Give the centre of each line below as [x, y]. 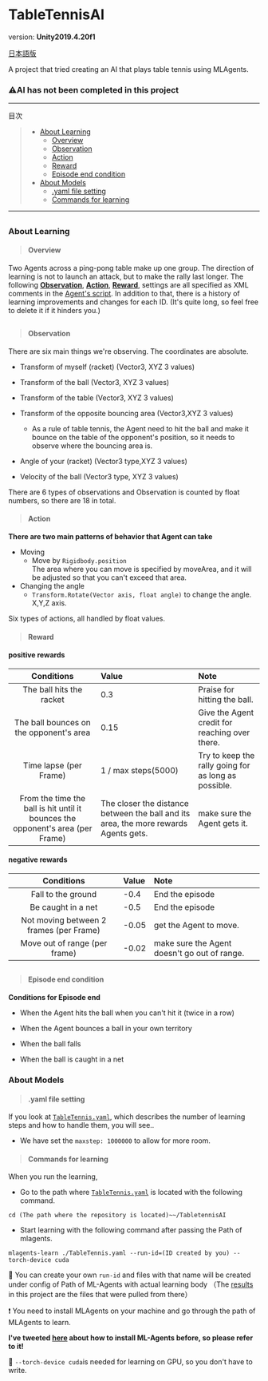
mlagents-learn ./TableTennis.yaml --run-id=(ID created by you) [119, 1253]
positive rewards [37, 655]
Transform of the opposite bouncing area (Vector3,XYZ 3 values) [126, 413]
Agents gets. [124, 833]
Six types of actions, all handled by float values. [87, 619]
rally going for [224, 765]
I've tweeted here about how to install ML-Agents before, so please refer [131, 1338]
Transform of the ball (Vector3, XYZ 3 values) [95, 382]
